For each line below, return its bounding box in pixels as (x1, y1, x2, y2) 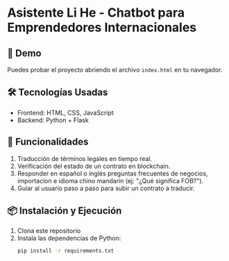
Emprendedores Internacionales (7, 19, 197, 35)
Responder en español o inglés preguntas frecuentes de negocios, (17, 169, 208, 178)
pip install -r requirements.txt (17, 248, 114, 255)
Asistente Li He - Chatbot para (7, 5, 185, 21)
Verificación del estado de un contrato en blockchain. (17, 162, 171, 170)
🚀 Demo (7, 47, 42, 59)
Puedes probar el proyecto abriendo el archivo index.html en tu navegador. (7, 66, 223, 74)
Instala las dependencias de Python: (17, 234, 121, 242)
